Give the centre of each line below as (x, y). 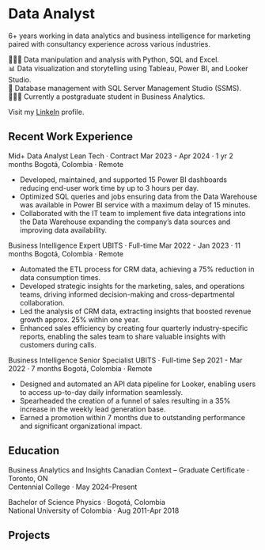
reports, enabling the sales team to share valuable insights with (123, 336)
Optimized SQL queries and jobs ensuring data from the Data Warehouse (138, 196)
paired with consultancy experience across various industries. (110, 44)
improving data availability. (63, 229)
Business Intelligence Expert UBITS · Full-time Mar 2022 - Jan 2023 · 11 (125, 245)
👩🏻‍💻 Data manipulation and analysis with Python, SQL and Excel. (114, 59)
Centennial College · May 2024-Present (73, 487)
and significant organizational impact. (81, 426)
